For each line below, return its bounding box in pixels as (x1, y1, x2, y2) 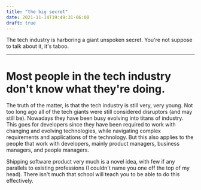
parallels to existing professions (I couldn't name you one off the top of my (6, 164, 190, 171)
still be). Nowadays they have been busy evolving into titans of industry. (6, 114, 184, 122)
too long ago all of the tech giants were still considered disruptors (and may (6, 108, 193, 116)
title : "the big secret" (6, 8, 68, 15)
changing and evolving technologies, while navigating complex (6, 127, 162, 135)
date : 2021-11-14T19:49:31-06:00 (6, 14, 90, 20)
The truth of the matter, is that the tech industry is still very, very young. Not (6, 102, 193, 109)
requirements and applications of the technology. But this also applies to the (6, 134, 194, 141)
